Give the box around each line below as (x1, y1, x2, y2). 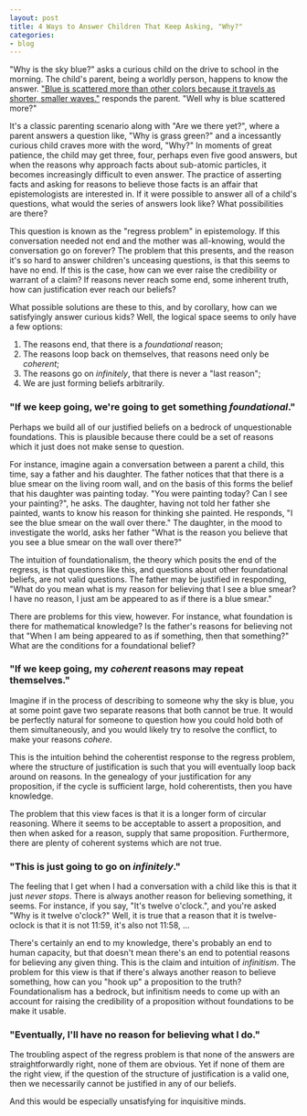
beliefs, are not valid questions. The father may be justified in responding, (9, 574, 287, 585)
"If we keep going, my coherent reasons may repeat (9, 662, 244, 675)
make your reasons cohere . (9, 734, 112, 745)
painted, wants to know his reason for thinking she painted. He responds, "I (9, 507, 293, 518)
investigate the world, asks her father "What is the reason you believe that (9, 527, 288, 538)
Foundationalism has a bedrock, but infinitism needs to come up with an (9, 986, 281, 997)
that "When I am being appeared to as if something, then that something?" (9, 630, 290, 641)
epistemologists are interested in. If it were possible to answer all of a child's (9, 188, 297, 199)
